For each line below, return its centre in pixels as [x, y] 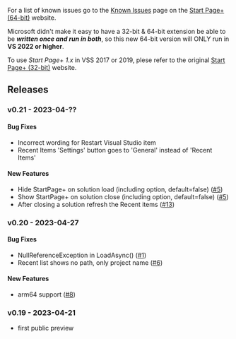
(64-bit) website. [32, 18]
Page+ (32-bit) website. [42, 67]
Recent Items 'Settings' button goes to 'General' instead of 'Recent [115, 150]
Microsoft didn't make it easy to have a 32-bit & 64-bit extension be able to [117, 31]
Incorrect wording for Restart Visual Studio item [87, 142]
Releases [28, 90]
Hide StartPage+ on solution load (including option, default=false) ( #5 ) [120, 189]
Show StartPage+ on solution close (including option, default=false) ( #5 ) [123, 196]
